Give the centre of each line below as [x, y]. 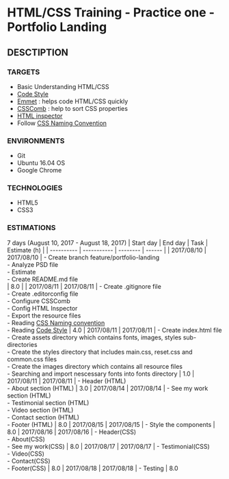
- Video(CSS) [26, 454]
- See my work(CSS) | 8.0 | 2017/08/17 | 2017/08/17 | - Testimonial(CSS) [108, 446]
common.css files [32, 359]
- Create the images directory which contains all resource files [95, 366]
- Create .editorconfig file [43, 294]
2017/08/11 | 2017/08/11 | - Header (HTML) [67, 380]
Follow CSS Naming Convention [62, 123]
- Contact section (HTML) [43, 417]
